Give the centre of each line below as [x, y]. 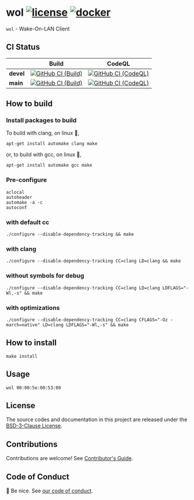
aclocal [15, 192]
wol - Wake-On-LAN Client [38, 29]
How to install [31, 343]
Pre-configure [27, 180]
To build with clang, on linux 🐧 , [43, 133]
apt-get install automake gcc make [49, 165]
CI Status [23, 47]
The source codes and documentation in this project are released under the [97, 420]
